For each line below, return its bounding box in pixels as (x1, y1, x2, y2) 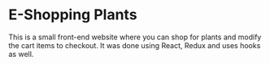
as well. (8, 49, 34, 59)
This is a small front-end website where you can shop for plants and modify (8, 32, 262, 42)
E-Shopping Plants (8, 6, 137, 24)
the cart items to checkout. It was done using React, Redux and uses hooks (8, 40, 261, 50)
